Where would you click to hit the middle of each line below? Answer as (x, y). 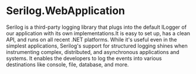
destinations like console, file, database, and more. (67, 64)
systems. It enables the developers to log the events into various (84, 58)
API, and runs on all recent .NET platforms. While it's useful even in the (92, 39)
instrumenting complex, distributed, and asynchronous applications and (93, 52)
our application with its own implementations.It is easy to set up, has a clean (98, 33)
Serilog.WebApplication (65, 11)
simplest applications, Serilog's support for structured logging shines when (97, 46)
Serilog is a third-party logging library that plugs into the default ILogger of (96, 27)
